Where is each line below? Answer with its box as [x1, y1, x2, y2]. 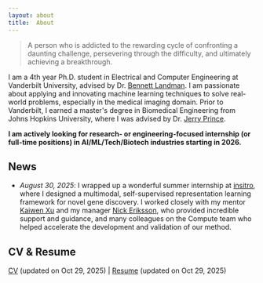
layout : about [8, 11, 55, 20]
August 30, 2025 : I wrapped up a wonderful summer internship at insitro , [19, 181, 256, 190]
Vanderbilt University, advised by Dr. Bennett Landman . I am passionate [8, 80, 240, 90]
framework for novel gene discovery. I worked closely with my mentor [19, 198, 246, 207]
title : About [8, 19, 55, 27]
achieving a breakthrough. [27, 56, 112, 67]
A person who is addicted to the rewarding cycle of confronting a [27, 40, 238, 49]
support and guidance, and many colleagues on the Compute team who [19, 214, 252, 223]
